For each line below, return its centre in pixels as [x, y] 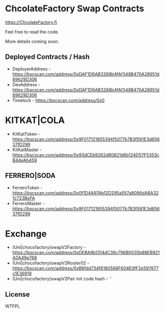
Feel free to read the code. [32, 32]
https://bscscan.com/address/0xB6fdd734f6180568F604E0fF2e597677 [85, 268]
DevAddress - [26, 84]
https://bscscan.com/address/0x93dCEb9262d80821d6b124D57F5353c [86, 155]
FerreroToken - [27, 188]
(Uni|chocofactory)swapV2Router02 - [51, 263]
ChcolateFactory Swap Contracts [75, 9]
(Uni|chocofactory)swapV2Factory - [49, 247]
